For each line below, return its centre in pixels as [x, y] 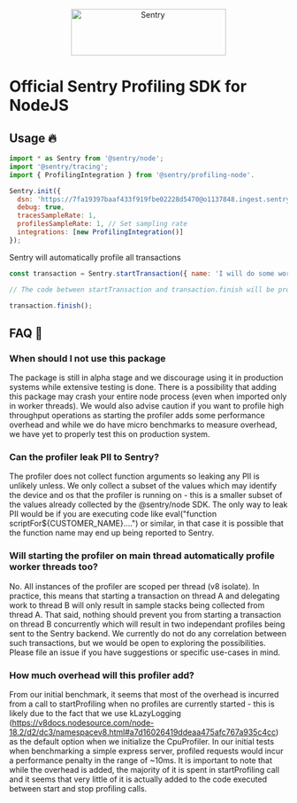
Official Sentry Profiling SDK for [128, 86]
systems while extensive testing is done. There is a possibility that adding [143, 387]
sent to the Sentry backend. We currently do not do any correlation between [148, 633]
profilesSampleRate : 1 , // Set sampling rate [103, 224]
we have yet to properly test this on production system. [110, 434]
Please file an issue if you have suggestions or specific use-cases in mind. [145, 652]
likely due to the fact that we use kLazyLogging [95, 713]
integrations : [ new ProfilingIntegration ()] [100, 232]
